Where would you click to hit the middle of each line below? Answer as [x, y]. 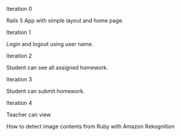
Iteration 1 [19, 32]
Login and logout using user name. [50, 44]
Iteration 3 [19, 79]
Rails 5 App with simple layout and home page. [65, 20]
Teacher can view [29, 114]
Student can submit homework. [46, 91]
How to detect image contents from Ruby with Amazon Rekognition [90, 126]
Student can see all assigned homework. [57, 67]
